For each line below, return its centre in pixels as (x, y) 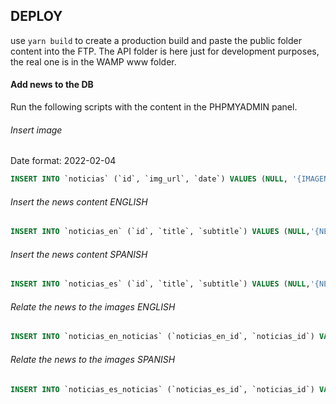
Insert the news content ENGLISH (79, 201)
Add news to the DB (52, 85)
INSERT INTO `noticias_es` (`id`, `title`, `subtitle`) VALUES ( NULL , (160, 284)
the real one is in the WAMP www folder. (93, 61)
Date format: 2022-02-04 (63, 161)
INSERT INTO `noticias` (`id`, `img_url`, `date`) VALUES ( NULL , (149, 179)
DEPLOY (36, 16)
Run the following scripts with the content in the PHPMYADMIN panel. (154, 107)
